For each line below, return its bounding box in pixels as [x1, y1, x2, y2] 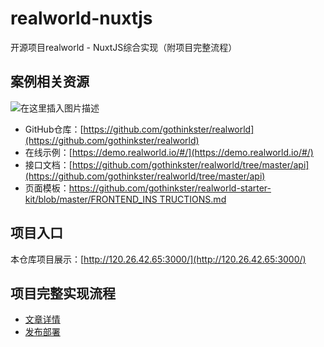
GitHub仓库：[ [24, 123, 84, 135]
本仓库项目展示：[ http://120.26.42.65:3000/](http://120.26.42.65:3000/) [10, 253, 307, 265]
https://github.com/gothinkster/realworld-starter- [68, 182, 272, 194]
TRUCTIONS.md [159, 193, 227, 205]
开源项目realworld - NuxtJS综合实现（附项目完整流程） [10, 41, 238, 53]
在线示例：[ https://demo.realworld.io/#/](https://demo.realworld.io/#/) [24, 146, 314, 158]
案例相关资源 [10, 73, 90, 91]
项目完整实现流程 [10, 285, 116, 302]
